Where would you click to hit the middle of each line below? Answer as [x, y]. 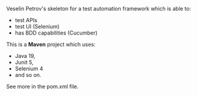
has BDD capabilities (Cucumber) [56, 33]
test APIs [26, 20]
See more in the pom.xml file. [43, 86]
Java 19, [25, 56]
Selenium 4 [29, 69]
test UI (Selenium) [37, 27]
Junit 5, [24, 62]
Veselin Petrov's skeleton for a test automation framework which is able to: [98, 9]
